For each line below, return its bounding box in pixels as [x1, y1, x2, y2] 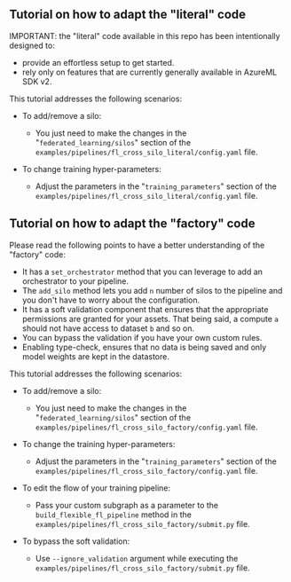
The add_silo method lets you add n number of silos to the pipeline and [21, 285, 283, 295]
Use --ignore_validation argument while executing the [35, 553, 239, 563]
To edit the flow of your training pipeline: [21, 483, 171, 493]
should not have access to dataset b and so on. [21, 323, 195, 334]
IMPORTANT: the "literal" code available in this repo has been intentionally [9, 30, 281, 41]
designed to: [9, 40, 55, 51]
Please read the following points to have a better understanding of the [9, 240, 265, 250]
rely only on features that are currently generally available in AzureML [21, 67, 278, 77]
